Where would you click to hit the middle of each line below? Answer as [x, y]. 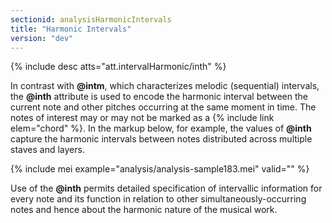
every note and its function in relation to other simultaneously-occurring [158, 199]
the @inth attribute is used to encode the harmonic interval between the [159, 97]
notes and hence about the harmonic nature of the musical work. [144, 210]
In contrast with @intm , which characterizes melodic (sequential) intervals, [165, 86]
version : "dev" [42, 38]
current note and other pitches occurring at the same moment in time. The [163, 107]
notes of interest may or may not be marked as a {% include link [142, 118]
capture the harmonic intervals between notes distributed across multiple [161, 139]
